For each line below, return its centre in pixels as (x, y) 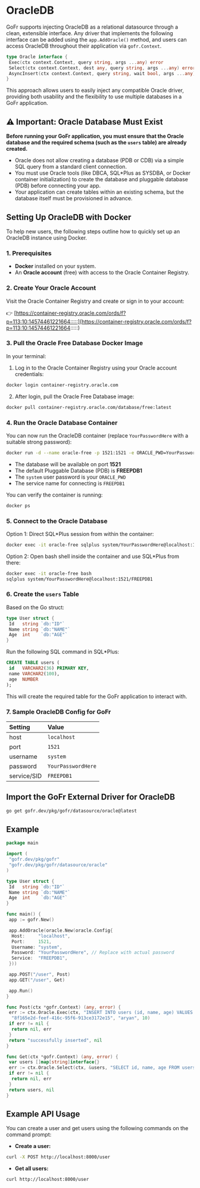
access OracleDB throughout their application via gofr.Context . (84, 46)
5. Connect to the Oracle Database (57, 521)
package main (22, 843)
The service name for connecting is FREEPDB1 (70, 483)
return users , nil (32, 1090)
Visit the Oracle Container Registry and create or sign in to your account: (95, 301)
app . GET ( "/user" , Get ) (37, 980)
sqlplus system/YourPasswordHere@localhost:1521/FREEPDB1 (79, 579)
